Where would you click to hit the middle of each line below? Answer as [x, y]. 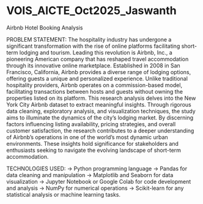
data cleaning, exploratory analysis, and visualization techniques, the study [101, 111]
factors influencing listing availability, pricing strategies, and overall [91, 124]
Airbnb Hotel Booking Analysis [45, 28]
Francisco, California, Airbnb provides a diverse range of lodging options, [99, 72]
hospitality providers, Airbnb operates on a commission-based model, [94, 85]
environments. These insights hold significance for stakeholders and [93, 143]
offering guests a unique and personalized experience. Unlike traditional [97, 78]
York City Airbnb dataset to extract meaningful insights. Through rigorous [99, 104]
